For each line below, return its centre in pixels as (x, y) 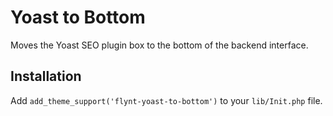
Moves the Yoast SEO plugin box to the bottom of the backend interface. (159, 45)
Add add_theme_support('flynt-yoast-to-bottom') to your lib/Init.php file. (166, 100)
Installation (46, 76)
